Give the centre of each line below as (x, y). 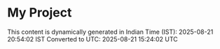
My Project (40, 13)
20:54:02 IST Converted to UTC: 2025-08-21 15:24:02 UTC (93, 39)
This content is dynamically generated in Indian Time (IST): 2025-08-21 (110, 32)
